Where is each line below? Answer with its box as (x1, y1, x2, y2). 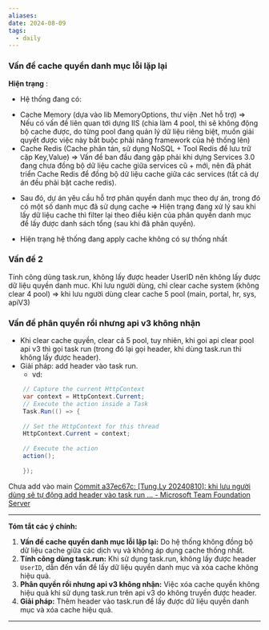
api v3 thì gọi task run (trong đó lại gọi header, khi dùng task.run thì (19, 345, 242, 354)
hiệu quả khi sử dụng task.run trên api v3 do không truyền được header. (19, 588, 257, 597)
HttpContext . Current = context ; (22, 429, 130, 438)
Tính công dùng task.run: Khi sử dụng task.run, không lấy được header (19, 553, 257, 564)
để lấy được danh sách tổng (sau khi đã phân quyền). (19, 218, 196, 228)
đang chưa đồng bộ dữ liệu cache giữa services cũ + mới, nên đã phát (19, 161, 252, 170)
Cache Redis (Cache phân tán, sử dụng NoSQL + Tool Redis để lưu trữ (19, 143, 251, 153)
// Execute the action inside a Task (22, 400, 149, 408)
